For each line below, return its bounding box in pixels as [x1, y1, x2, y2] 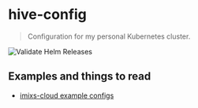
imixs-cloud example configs [19, 91, 114, 100]
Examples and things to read [8, 69, 151, 84]
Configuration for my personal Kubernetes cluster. [27, 32, 191, 41]
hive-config [8, 6, 87, 24]
